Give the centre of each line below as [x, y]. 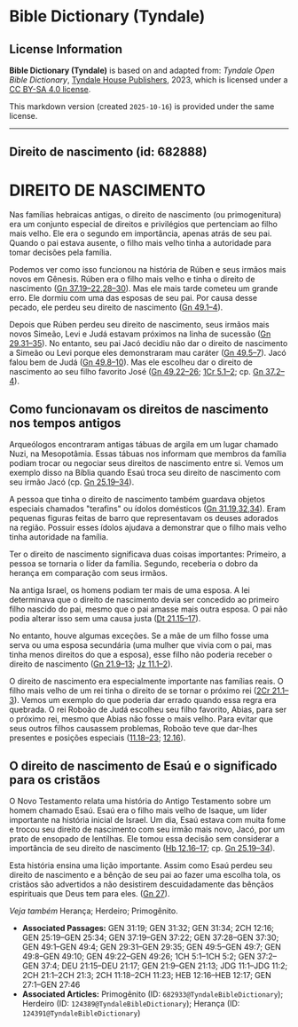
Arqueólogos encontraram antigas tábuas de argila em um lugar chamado [144, 445]
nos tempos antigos [65, 423]
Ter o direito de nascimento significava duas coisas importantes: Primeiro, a [148, 554]
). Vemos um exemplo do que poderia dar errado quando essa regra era [145, 700]
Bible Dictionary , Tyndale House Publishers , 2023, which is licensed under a [149, 80]
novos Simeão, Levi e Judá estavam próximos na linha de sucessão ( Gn [140, 334]
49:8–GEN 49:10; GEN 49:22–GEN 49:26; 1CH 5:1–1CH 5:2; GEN [138, 956]
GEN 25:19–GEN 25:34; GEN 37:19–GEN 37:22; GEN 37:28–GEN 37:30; [150, 937]
